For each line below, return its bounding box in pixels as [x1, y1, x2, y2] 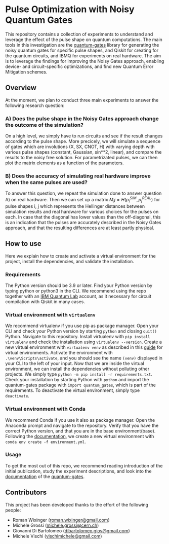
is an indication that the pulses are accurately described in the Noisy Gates [5, 219, 161, 225]
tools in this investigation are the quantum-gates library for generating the [5, 42, 159, 48]
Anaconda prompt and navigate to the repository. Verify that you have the [5, 422, 159, 428]
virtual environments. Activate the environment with [5, 350, 113, 356]
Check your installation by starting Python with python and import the [5, 377, 149, 383]
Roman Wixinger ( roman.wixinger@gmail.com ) [12, 517, 110, 523]
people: [5, 507, 21, 513]
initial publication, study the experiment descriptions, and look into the [5, 468, 152, 474]
